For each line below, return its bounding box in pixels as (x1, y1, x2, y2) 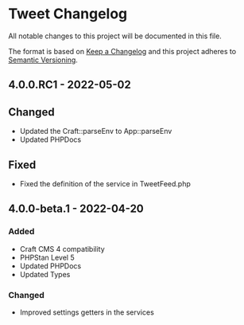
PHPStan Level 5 (19, 253, 75, 262)
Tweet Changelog (8, 5, 128, 23)
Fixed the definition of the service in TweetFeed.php (19, 178, 191, 188)
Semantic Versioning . (8, 55, 78, 65)
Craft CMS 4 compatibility (19, 244, 105, 253)
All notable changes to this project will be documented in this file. (8, 31, 223, 41)
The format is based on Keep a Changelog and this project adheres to (8, 46, 237, 56)
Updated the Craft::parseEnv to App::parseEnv (19, 127, 172, 136)
